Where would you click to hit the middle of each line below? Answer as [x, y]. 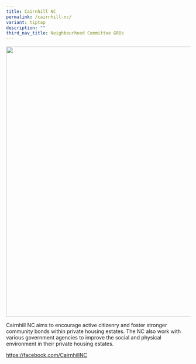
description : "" [26, 28]
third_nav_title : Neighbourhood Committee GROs [65, 33]
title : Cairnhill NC [31, 11]
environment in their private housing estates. [60, 344]
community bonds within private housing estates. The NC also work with [94, 331]
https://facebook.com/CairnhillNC [47, 355]
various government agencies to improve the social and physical [84, 338]
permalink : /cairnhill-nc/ [39, 17]
